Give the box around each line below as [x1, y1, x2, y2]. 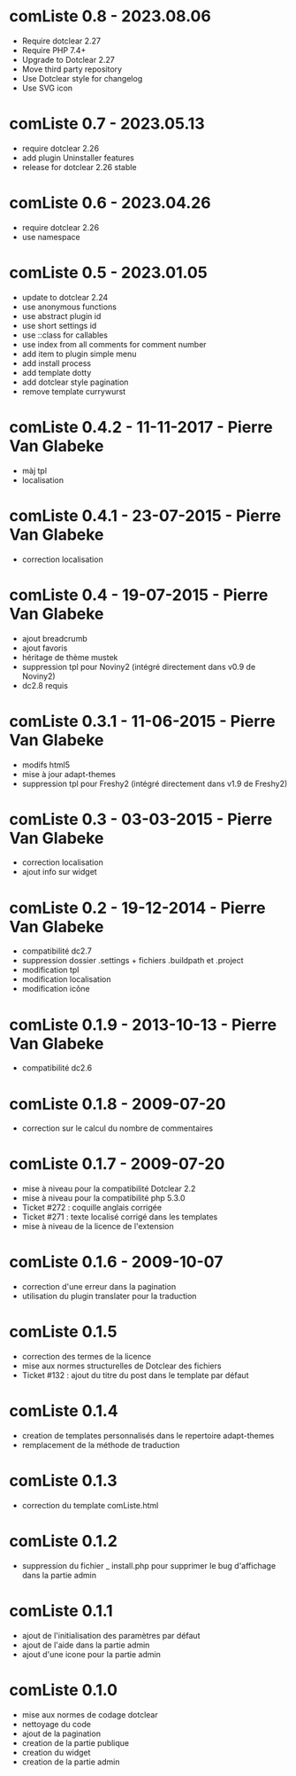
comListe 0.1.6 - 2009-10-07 [9, 1252, 224, 1273]
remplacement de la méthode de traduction [21, 1440, 180, 1450]
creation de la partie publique [21, 1737, 130, 1748]
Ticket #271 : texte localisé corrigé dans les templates [21, 1211, 218, 1222]
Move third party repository [21, 64, 122, 74]
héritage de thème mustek [21, 651, 118, 662]
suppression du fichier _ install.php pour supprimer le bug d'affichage [21, 1560, 277, 1570]
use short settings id [21, 320, 97, 331]
